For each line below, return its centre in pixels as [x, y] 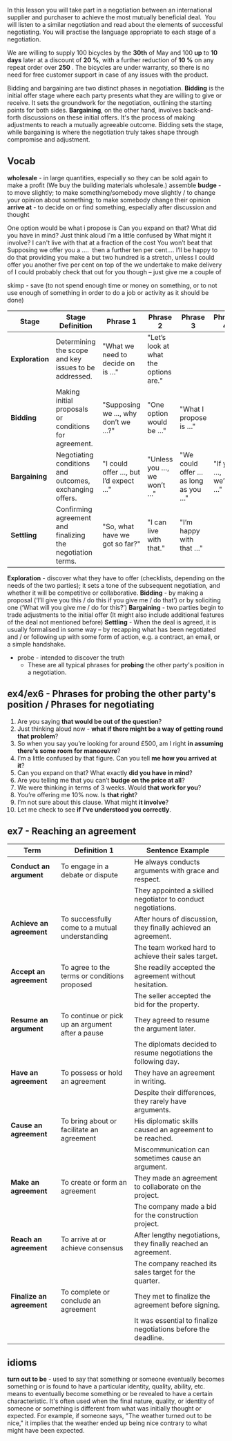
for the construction [166, 1215]
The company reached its [176, 1263]
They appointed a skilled [174, 890]
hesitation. [151, 985]
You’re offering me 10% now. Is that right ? [77, 794]
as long [191, 481]
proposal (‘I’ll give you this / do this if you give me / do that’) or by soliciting [114, 600]
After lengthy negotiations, [177, 1235]
